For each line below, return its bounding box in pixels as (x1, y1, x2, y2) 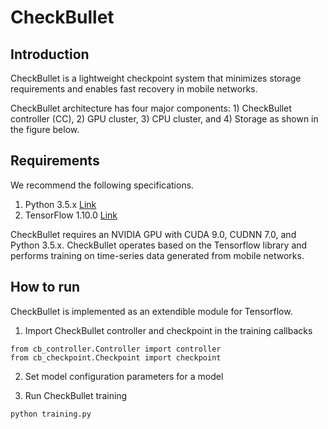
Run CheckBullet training (24, 389, 128, 401)
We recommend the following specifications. (10, 179, 195, 191)
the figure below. (10, 124, 80, 135)
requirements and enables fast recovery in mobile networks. (10, 83, 258, 95)
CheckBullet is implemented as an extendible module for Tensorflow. (10, 305, 293, 317)
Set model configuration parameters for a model (24, 370, 224, 382)
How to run (10, 279, 81, 296)
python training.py (10, 409, 92, 419)
